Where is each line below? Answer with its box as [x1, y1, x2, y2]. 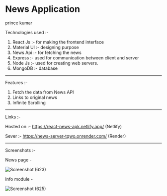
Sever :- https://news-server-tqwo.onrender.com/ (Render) [5, 133, 126, 139]
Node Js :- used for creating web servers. [12, 60, 98, 66]
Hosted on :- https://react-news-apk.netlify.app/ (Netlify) [5, 123, 122, 129]
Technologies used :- [5, 29, 49, 35]
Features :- [5, 79, 28, 85]
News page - [5, 157, 32, 163]
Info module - [5, 176, 33, 182]
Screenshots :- [5, 147, 36, 153]
